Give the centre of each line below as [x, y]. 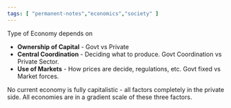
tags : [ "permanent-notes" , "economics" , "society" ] [83, 13]
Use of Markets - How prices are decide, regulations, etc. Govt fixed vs [119, 69]
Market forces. [38, 76]
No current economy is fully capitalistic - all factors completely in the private [116, 89]
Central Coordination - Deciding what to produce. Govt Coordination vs [119, 54]
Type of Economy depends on [50, 33]
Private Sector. [38, 61]
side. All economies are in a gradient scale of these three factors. [100, 97]
